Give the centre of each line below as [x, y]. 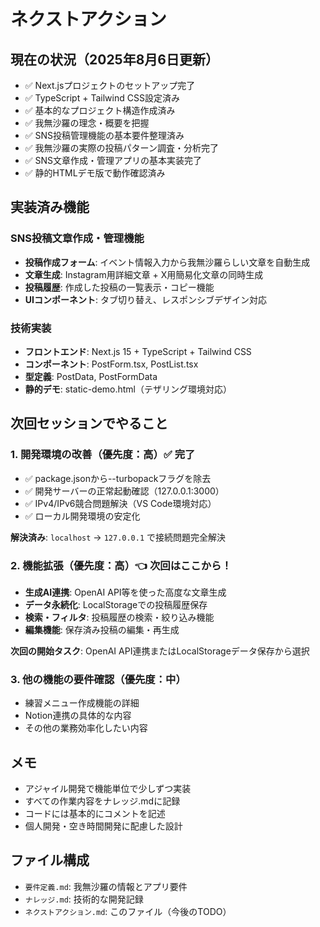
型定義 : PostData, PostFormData [91, 376]
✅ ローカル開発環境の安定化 [82, 516]
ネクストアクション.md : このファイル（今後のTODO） [128, 911]
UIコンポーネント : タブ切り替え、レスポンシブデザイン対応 [145, 299]
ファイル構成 [50, 860]
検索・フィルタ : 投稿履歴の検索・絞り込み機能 [119, 617]
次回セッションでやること [89, 423]
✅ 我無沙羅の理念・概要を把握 [87, 123]
